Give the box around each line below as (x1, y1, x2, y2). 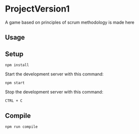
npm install (5, 63, 29, 68)
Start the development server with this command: (5, 71, 104, 77)
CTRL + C (5, 98, 23, 104)
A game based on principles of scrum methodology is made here (5, 19, 135, 25)
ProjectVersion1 (5, 3, 70, 15)
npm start (5, 81, 25, 86)
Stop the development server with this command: (5, 89, 103, 95)
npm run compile (5, 124, 38, 129)
